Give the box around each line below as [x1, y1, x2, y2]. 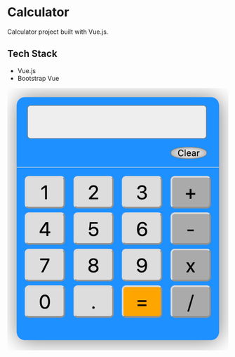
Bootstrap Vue [17, 74, 60, 82]
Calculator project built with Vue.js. [7, 27, 109, 36]
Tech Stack [7, 48, 58, 60]
